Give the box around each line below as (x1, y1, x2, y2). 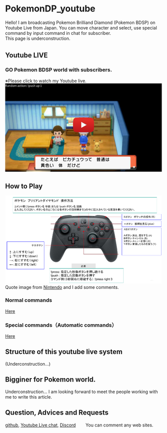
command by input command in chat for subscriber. (5, 30, 111, 36)
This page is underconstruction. (5, 35, 71, 41)
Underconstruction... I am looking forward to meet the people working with (5, 389, 158, 395)
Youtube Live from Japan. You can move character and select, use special (5, 24, 158, 30)
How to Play (5, 182, 43, 190)
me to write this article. (5, 394, 52, 400)
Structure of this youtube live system (5, 348, 123, 356)
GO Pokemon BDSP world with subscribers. (5, 66, 112, 73)
